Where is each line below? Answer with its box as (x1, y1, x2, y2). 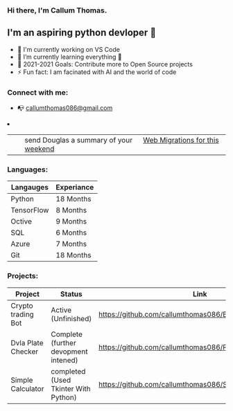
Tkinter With (51, 383, 92, 393)
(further (51, 338, 76, 347)
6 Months (55, 228, 87, 237)
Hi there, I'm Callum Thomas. (7, 6, 107, 15)
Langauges (10, 183, 49, 192)
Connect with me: (7, 87, 69, 97)
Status (60, 289, 83, 299)
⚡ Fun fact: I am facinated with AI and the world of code (17, 68, 177, 76)
